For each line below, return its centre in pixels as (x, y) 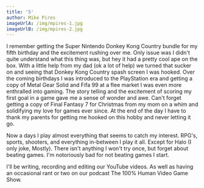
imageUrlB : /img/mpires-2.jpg (45, 29)
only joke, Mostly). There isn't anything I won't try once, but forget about (97, 148)
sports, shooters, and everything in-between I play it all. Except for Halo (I (99, 142)
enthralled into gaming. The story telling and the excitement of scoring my (99, 91)
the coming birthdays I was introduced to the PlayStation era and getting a (100, 78)
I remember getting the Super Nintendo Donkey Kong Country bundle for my (102, 46)
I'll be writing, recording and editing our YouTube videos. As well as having (100, 167)
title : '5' (20, 12)
